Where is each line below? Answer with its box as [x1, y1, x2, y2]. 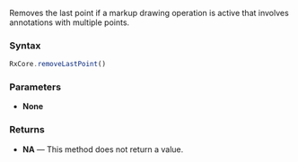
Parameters [9, 81, 61, 93]
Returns [9, 124, 45, 136]
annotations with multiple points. [9, 17, 130, 28]
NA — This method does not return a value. [22, 143, 184, 155]
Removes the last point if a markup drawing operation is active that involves [9, 8, 289, 18]
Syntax [9, 39, 41, 52]
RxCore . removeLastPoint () [9, 60, 106, 69]
